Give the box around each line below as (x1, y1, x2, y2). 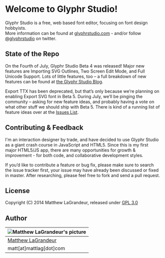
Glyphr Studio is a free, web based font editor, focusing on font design (5, 20, 148, 26)
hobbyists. (5, 25, 27, 31)
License (5, 186, 30, 195)
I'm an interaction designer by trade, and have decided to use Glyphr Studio (5, 137, 159, 143)
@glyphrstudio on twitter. (5, 36, 57, 41)
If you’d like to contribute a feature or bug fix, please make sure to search (5, 162, 154, 168)
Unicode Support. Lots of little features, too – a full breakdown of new (5, 73, 147, 79)
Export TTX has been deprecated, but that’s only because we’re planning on (5, 88, 160, 94)
